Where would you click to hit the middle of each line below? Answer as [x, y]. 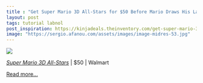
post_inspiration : [29, 29]
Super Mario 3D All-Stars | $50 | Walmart [58, 63]
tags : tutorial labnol [35, 23]
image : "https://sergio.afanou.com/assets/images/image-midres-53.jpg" [98, 34]
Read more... [22, 74]
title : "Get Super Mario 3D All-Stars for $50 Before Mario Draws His [98, 12]
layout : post [23, 17]
